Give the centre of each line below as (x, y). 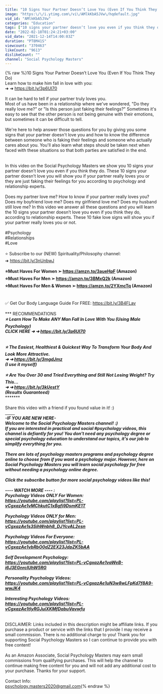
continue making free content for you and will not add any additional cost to (81, 666)
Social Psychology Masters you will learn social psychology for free (75, 464)
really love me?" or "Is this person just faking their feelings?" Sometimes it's (81, 109)
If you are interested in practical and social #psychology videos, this (76, 429)
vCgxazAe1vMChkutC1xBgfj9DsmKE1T (45, 506)
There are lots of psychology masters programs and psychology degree (79, 454)
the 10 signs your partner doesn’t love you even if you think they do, (73, 212)
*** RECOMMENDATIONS (31, 314)
